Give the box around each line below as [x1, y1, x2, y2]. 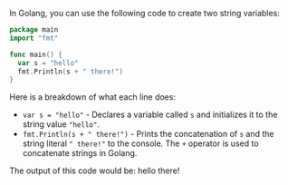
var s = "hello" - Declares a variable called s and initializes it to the [22, 109, 278, 121]
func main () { [9, 50, 63, 59]
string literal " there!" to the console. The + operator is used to [22, 138, 260, 149]
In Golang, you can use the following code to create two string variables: [9, 8, 281, 18]
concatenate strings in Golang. [22, 148, 138, 159]
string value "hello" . [22, 119, 100, 130]
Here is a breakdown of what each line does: [9, 92, 177, 102]
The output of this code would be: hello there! [9, 165, 180, 176]
